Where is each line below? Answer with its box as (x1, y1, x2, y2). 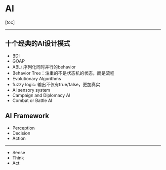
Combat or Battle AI (12, 97, 53, 103)
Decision (12, 130, 31, 136)
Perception (12, 125, 35, 131)
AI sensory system (12, 87, 50, 93)
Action (12, 135, 26, 141)
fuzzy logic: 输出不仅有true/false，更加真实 (12, 81, 100, 87)
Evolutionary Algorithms (12, 75, 62, 81)
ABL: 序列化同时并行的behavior (12, 64, 76, 69)
